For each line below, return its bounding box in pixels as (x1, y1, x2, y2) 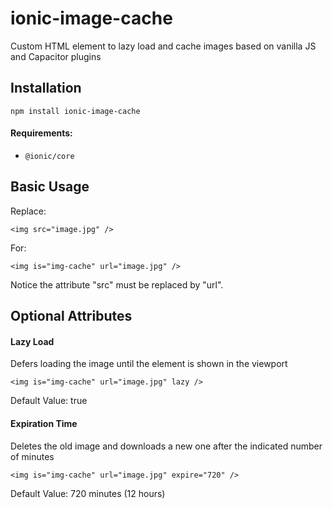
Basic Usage (10, 178, 90, 196)
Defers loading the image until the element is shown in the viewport (10, 358, 288, 370)
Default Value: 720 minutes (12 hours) (10, 487, 166, 499)
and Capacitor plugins (10, 50, 102, 62)
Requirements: (10, 127, 73, 139)
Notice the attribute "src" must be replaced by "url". (10, 278, 224, 291)
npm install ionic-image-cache (10, 106, 141, 116)
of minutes (10, 450, 55, 462)
